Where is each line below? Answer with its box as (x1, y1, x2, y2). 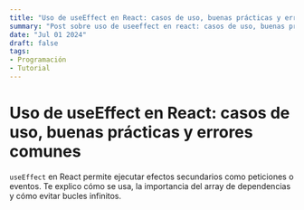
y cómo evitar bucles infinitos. (9, 190, 122, 201)
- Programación (9, 55, 67, 64)
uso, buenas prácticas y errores (9, 122, 253, 143)
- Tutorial (9, 64, 51, 73)
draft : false (9, 38, 59, 48)
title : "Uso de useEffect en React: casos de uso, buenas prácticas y (9, 13, 281, 23)
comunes (9, 141, 81, 162)
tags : (9, 47, 30, 56)
